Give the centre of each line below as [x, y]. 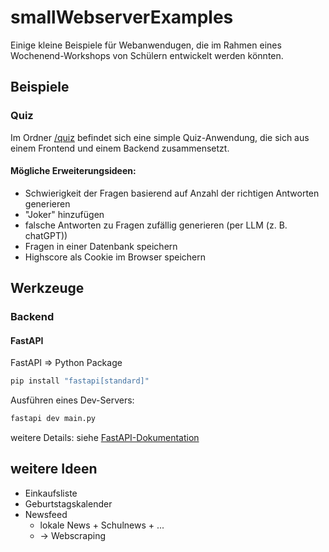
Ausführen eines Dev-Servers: [72, 400]
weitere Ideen [54, 469]
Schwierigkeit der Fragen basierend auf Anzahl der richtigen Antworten [172, 193]
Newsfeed [46, 514]
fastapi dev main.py [53, 419]
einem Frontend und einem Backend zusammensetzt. [120, 148]
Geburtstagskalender [68, 503]
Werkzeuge [47, 288]
